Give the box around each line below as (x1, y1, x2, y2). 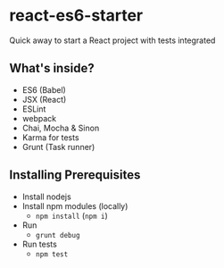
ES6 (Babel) (21, 84, 67, 95)
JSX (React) (21, 94, 67, 105)
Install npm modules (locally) (21, 200, 129, 211)
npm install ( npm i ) (35, 210, 109, 221)
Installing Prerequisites (9, 167, 141, 183)
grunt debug (35, 230, 80, 239)
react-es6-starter (9, 5, 144, 26)
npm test (35, 249, 69, 259)
